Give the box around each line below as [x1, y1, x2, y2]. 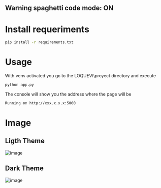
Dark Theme [5, 164, 44, 173]
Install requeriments [5, 24, 90, 35]
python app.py [5, 82, 34, 88]
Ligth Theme [5, 137, 45, 145]
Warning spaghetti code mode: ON [5, 4, 114, 12]
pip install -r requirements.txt [5, 40, 74, 45]
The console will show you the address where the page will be [5, 91, 131, 97]
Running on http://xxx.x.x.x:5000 [5, 101, 76, 106]
